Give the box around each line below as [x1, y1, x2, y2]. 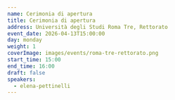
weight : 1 [7, 43, 37, 50]
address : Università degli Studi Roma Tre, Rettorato [7, 23, 169, 30]
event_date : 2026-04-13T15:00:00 [7, 30, 105, 37]
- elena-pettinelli [13, 82, 71, 89]
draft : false [7, 69, 46, 76]
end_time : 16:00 [7, 63, 55, 70]
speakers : [7, 75, 37, 83]
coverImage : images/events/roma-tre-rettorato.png [7, 50, 159, 57]
